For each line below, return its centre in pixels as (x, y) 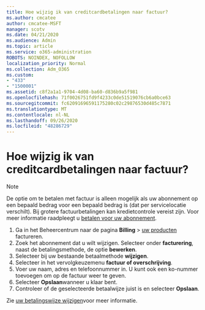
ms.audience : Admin (31, 41)
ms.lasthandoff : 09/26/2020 (42, 120)
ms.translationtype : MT (37, 109)
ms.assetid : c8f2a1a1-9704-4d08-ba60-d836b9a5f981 (72, 92)
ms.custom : (20, 75)
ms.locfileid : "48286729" (39, 126)
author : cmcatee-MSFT (34, 23)
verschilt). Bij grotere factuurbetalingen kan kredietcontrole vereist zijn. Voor (103, 212)
